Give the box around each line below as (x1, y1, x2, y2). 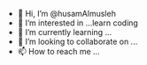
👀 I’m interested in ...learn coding (17, 18, 139, 28)
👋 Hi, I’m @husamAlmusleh (17, 9, 117, 18)
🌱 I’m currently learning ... (17, 27, 112, 37)
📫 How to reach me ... (17, 47, 100, 56)
